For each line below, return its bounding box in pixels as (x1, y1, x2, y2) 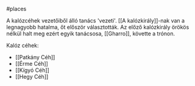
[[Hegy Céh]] (15, 73, 49, 80)
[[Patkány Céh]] (15, 54, 55, 60)
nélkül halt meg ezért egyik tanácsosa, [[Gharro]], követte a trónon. (6, 30, 175, 37)
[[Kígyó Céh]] (15, 66, 50, 74)
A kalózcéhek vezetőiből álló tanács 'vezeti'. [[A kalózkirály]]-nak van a (6, 17, 185, 24)
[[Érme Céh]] (15, 60, 49, 67)
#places (6, 5, 27, 12)
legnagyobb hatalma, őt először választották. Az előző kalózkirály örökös (6, 24, 190, 30)
